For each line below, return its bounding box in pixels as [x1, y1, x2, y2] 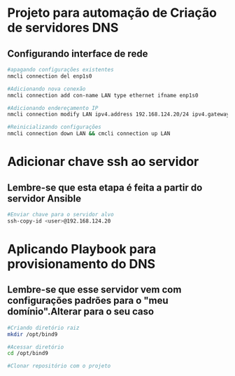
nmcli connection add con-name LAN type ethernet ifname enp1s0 [7, 92, 199, 99]
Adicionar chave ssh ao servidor [7, 154, 199, 169]
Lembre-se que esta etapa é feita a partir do [7, 181, 203, 193]
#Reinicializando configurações [7, 124, 101, 131]
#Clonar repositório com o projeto [7, 363, 111, 370]
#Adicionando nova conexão [7, 85, 86, 92]
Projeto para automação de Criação [7, 5, 217, 21]
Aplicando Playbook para [7, 241, 157, 257]
